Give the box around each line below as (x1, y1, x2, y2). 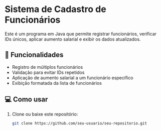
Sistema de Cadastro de (5, 4, 106, 15)
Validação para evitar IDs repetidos (12, 69, 85, 75)
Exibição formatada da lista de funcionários (12, 80, 102, 86)
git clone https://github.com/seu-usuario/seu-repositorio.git (12, 120, 147, 126)
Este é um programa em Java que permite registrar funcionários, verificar (5, 31, 156, 37)
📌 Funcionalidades (5, 51, 64, 59)
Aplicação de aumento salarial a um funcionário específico (12, 74, 133, 81)
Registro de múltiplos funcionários (12, 64, 83, 70)
